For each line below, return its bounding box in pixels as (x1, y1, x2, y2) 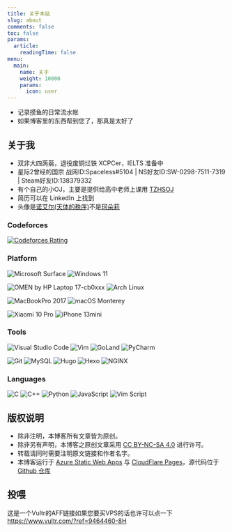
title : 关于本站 (7, 10, 50, 17)
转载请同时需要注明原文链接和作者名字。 (17, 449, 134, 457)
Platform (7, 254, 37, 264)
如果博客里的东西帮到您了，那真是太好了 (17, 116, 134, 126)
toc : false (7, 29, 39, 37)
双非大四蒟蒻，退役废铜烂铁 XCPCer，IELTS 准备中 (17, 158, 164, 167)
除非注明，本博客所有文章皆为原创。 (17, 432, 122, 440)
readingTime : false (20, 50, 77, 56)
